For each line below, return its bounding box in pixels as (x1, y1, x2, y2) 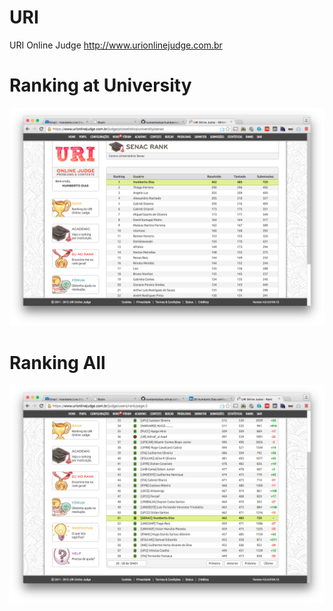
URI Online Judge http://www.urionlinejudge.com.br (9, 39, 223, 51)
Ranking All (9, 351, 106, 374)
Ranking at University (9, 74, 192, 97)
